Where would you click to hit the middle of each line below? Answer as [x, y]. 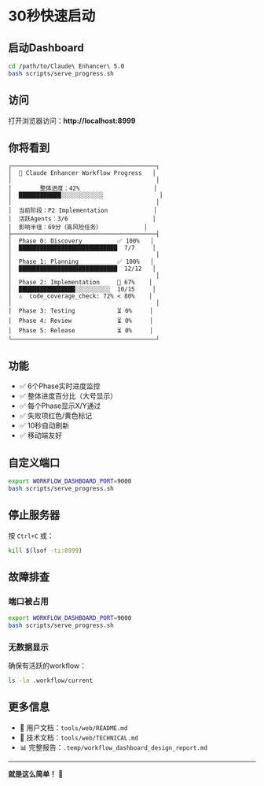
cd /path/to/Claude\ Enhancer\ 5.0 [66, 66]
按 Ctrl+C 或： [31, 536]
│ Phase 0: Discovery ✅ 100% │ [81, 241]
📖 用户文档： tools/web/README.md [73, 727]
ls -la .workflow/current [50, 681]
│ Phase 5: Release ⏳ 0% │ [81, 331]
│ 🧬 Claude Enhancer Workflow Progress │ [82, 173]
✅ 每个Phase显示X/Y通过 [60, 406]
